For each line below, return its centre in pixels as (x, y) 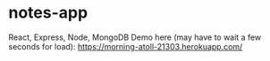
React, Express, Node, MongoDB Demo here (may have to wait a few (135, 37)
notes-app (48, 13)
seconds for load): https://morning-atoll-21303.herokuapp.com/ (126, 46)
